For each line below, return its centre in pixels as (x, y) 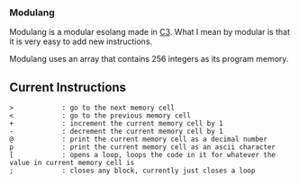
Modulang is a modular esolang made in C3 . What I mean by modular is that (150, 32)
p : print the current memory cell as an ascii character (143, 147)
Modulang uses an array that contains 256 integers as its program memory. (149, 59)
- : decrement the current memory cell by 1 (116, 132)
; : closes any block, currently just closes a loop (132, 171)
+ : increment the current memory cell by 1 (116, 124)
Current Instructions (68, 87)
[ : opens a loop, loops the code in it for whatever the (143, 155)
